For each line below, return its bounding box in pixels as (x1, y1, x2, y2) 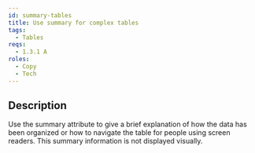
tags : (8, 26, 26, 34)
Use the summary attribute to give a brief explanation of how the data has (8, 119, 248, 129)
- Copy (15, 63, 37, 71)
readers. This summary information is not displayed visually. (8, 137, 203, 146)
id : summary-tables (8, 11, 72, 20)
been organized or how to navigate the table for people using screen (8, 128, 231, 137)
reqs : (8, 41, 26, 49)
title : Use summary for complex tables (8, 19, 139, 27)
